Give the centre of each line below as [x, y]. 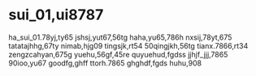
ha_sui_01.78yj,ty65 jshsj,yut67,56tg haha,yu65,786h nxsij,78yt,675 [120, 37]
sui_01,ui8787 [56, 15]
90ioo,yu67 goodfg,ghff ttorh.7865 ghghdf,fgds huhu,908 [105, 63]
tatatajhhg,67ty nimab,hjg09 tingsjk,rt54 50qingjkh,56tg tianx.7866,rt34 [128, 45]
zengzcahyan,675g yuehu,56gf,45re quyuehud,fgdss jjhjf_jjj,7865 [118, 54]
